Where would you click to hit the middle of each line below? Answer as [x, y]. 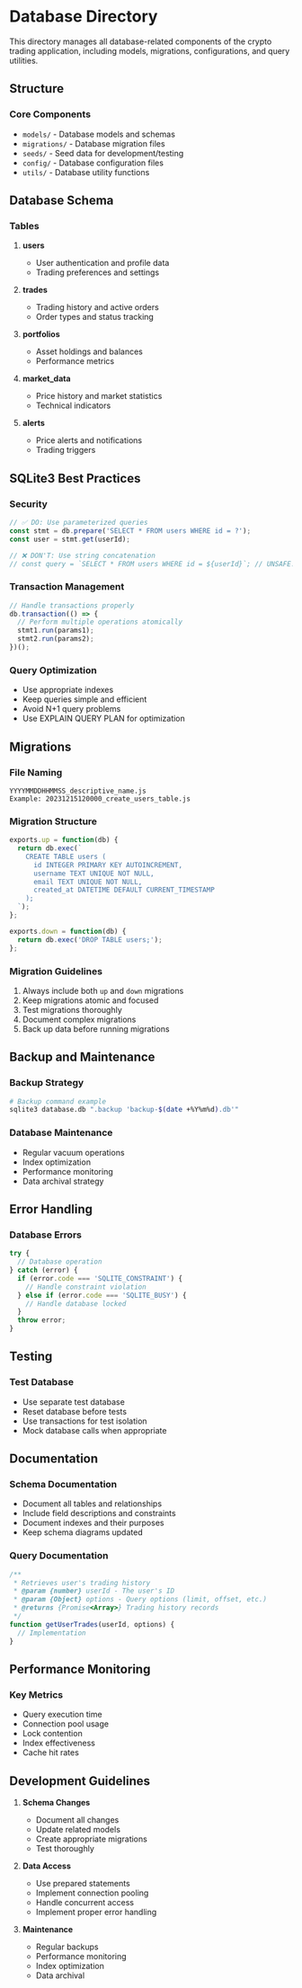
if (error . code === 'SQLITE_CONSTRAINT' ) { [100, 1278]
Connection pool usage [66, 1724]
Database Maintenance [61, 1132]
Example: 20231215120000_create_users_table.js [100, 799]
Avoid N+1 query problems [71, 709]
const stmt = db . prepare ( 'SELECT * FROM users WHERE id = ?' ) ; [130, 531]
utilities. [24, 60]
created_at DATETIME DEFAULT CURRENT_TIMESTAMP [124, 890]
